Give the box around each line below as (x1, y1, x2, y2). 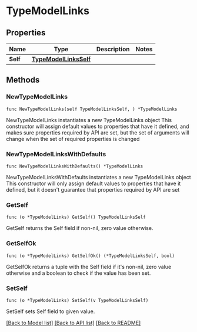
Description (96, 45, 130, 53)
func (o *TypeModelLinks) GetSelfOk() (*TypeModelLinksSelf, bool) (6, 252, 175, 259)
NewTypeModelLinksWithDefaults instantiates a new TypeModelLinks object (6, 173, 191, 180)
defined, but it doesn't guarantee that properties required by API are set (6, 186, 180, 193)
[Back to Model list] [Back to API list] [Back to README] (6, 319, 141, 326)
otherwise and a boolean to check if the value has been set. (6, 269, 151, 277)
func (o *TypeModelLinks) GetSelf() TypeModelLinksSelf (6, 214, 146, 221)
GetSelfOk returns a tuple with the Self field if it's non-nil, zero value (6, 263, 172, 270)
